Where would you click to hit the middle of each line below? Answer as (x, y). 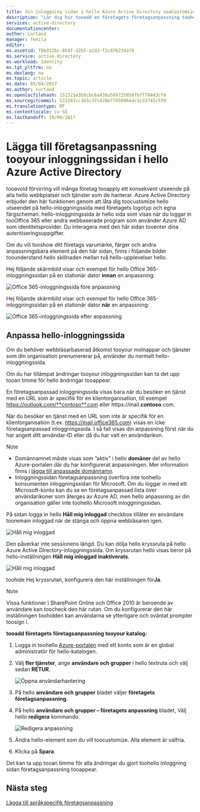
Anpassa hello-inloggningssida (65, 335)
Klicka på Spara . (35, 751)
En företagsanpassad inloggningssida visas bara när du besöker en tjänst (96, 392)
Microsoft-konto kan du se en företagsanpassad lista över (86, 490)
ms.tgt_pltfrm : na (29, 67)
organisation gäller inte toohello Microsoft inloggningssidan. (88, 503)
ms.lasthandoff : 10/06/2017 (41, 117)
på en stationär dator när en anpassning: (99, 305)
